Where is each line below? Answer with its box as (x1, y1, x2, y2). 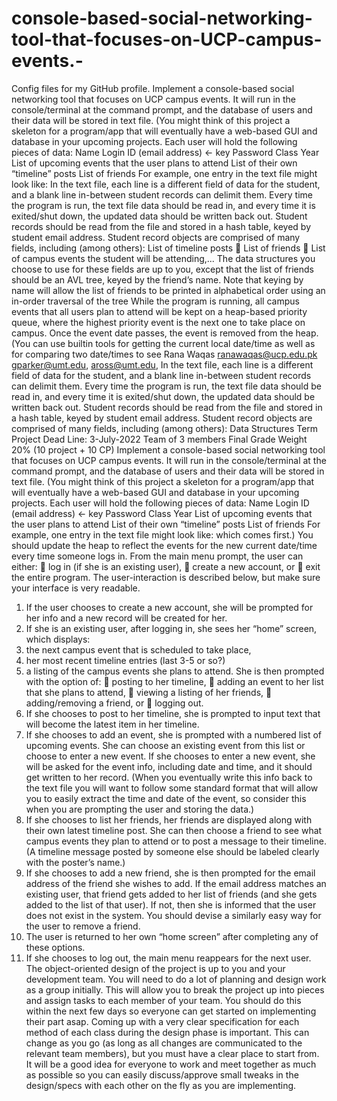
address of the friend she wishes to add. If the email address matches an (25, 877, 327, 889)
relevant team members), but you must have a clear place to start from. (25, 1047, 320, 1059)
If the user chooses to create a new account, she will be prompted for (25, 601, 314, 613)
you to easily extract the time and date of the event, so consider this (25, 792, 307, 804)
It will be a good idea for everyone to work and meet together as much (25, 1058, 317, 1070)
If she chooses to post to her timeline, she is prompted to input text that (25, 707, 321, 719)
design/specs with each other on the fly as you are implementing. (25, 1079, 297, 1091)
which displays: (25, 633, 91, 645)
